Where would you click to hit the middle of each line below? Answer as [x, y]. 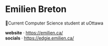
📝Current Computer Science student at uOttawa [54, 23]
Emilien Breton [36, 9]
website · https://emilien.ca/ [34, 32]
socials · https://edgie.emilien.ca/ [40, 38]
